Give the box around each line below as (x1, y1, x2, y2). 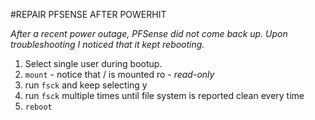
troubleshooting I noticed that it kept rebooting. (10, 39, 205, 50)
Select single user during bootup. (24, 58, 163, 69)
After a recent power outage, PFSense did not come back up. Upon (10, 28, 288, 39)
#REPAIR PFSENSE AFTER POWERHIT (10, 9, 167, 20)
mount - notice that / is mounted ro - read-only (24, 69, 215, 80)
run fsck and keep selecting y (24, 79, 148, 91)
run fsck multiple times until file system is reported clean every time (24, 90, 305, 101)
